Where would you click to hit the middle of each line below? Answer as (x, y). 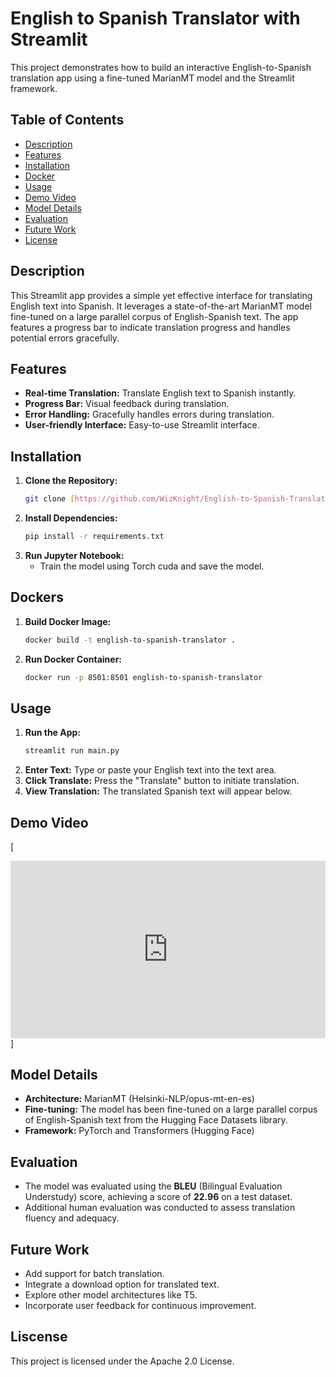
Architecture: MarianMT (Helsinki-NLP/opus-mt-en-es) (139, 1099)
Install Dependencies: (71, 518)
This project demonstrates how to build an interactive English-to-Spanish (161, 67)
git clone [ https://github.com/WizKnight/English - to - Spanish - (157, 499)
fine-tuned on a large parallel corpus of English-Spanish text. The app (154, 316)
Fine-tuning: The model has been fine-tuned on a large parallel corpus (171, 1109)
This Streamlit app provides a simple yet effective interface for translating (161, 295)
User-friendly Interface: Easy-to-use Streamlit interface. (142, 425)
